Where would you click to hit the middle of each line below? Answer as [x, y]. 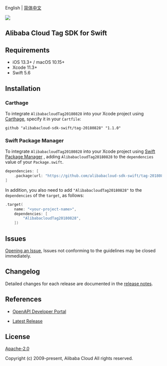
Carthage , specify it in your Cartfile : [43, 119]
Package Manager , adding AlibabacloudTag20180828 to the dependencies [80, 157]
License [18, 337]
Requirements [27, 50]
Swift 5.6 [21, 73]
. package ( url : [29, 176]
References [23, 299]
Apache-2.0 [17, 349]
